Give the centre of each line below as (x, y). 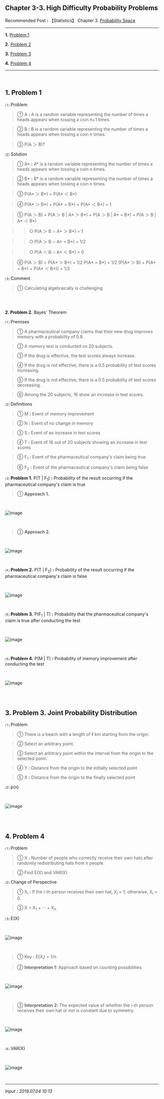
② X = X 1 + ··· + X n (37, 908)
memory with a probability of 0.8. (50, 337)
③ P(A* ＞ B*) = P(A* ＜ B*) (47, 194)
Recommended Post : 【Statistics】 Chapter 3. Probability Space (70, 20)
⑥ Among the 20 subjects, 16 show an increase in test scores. (80, 394)
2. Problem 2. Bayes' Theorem (36, 312)
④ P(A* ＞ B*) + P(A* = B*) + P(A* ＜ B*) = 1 (64, 204)
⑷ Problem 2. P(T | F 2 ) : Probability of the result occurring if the (70, 571)
